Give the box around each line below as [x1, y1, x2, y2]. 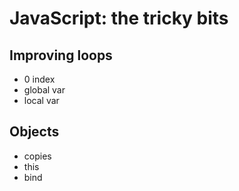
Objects [9, 123, 60, 141]
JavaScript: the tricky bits [9, 7, 229, 30]
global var [23, 84, 66, 96]
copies [23, 150, 52, 162]
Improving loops [9, 47, 113, 64]
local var [23, 95, 60, 106]
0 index [23, 73, 56, 85]
